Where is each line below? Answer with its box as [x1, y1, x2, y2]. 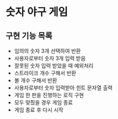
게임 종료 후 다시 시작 [14, 107, 63, 113]
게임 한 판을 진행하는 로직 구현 [14, 92, 84, 98]
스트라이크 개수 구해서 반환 [14, 70, 76, 77]
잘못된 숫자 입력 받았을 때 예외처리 [14, 62, 94, 69]
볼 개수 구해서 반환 [14, 77, 58, 84]
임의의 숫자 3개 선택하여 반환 [14, 48, 81, 54]
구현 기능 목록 [5, 31, 53, 41]
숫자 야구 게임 [5, 5, 68, 19]
